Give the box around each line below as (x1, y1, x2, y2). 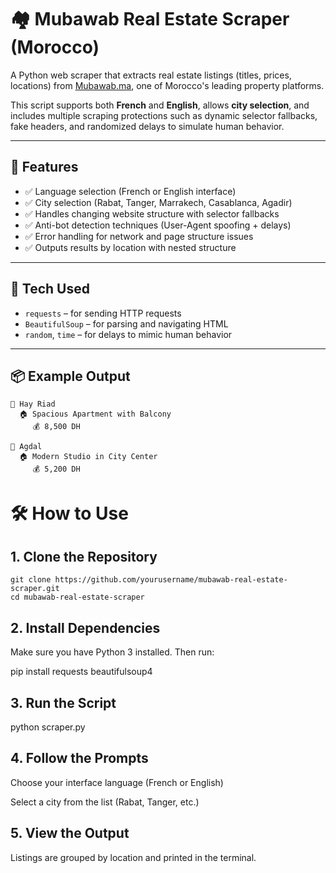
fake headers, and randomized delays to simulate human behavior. (10, 120, 285, 132)
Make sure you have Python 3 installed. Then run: (10, 646, 215, 658)
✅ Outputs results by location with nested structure (24, 241, 237, 253)
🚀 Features (10, 159, 79, 176)
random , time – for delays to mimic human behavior (24, 328, 233, 340)
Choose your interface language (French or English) (10, 776, 224, 788)
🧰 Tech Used (10, 281, 90, 298)
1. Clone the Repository (10, 548, 158, 565)
